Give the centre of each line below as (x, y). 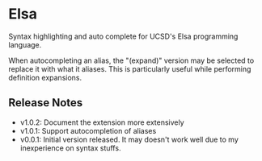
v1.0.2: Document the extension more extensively (102, 122)
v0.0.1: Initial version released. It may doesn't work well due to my (129, 139)
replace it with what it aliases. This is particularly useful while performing (130, 68)
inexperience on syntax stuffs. (70, 148)
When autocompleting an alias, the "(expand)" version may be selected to (131, 60)
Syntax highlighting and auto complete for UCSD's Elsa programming (123, 36)
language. (25, 44)
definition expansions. (45, 77)
